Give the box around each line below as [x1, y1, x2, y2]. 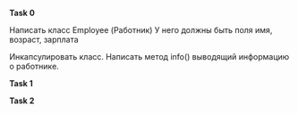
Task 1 [9, 78, 33, 88]
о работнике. [9, 61, 60, 71]
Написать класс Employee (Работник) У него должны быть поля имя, [9, 25, 273, 35]
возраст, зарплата [9, 35, 79, 44]
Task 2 [9, 95, 35, 106]
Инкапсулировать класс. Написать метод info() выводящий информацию [9, 52, 290, 61]
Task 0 [9, 8, 36, 18]
